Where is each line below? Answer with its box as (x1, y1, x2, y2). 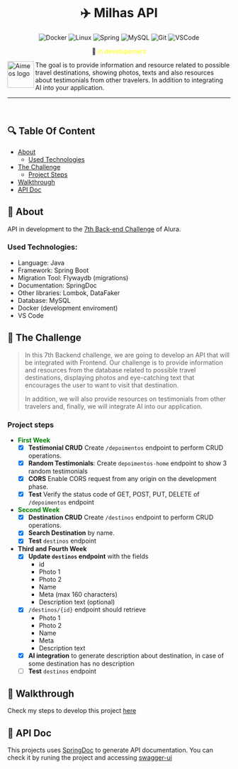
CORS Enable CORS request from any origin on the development (28, 475, 217, 483)
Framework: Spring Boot (17, 266, 89, 275)
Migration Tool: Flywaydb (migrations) (17, 273, 129, 282)
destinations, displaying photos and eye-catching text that (24, 373, 195, 382)
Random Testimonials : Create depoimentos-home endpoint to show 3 (28, 459, 227, 468)
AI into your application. (35, 83, 105, 92)
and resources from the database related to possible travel (24, 365, 196, 374)
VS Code (17, 311, 44, 319)
